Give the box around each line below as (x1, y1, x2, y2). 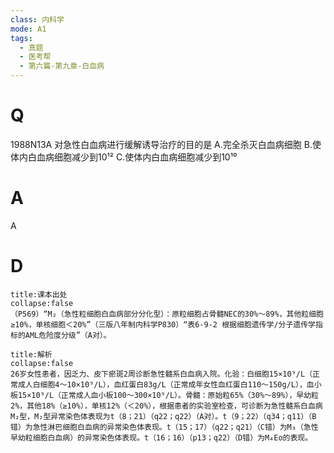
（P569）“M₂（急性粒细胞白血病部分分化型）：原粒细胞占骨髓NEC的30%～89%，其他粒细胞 (10, 309, 324, 319)
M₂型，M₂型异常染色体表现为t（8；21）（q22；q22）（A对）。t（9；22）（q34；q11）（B (10, 411, 317, 421)
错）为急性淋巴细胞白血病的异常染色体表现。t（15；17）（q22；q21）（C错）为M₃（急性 (10, 422, 319, 432)
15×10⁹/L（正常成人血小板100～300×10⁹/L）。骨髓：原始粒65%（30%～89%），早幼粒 (17, 390, 319, 400)
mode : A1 (10, 24, 47, 34)
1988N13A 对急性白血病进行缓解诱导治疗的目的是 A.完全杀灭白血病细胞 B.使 (10, 138, 322, 150)
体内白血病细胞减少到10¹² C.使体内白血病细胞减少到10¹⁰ (10, 151, 238, 163)
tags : (10, 33, 33, 43)
